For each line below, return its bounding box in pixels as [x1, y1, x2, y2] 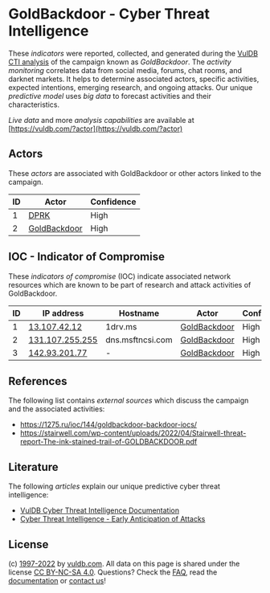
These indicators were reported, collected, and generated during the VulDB [8, 48, 259, 58]
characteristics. [8, 100, 60, 109]
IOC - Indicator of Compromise [8, 250, 165, 264]
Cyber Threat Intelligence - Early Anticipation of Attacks [19, 514, 206, 524]
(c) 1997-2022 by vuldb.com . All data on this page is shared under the [8, 559, 240, 568]
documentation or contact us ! [8, 576, 107, 585]
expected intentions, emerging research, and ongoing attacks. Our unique [8, 82, 253, 92]
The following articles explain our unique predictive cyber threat [8, 481, 221, 491]
